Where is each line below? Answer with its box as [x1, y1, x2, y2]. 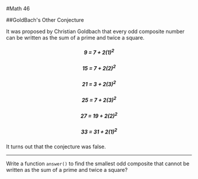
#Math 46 [6, 5, 30, 12]
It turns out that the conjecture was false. [6, 143, 106, 150]
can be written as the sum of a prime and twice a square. [6, 34, 145, 41]
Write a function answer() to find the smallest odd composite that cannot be [6, 160, 190, 167]
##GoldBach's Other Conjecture [6, 17, 84, 23]
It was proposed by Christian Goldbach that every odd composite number [6, 28, 185, 35]
